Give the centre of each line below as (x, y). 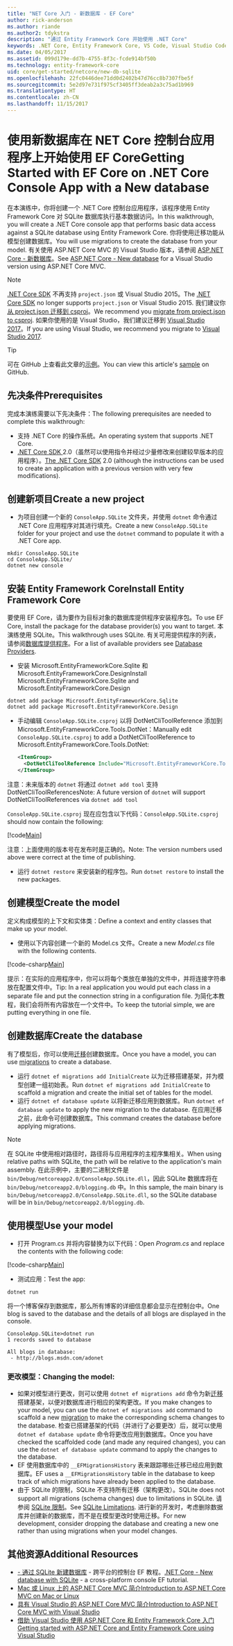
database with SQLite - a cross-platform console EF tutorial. (103, 1580)
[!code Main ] (25, 835)
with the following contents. (57, 950)
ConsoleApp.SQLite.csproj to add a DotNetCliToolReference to (106, 737)
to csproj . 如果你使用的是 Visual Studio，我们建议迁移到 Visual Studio (106, 320)
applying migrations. (46, 1126)
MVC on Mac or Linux (48, 1596)
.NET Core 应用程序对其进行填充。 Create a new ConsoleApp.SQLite (112, 526)
